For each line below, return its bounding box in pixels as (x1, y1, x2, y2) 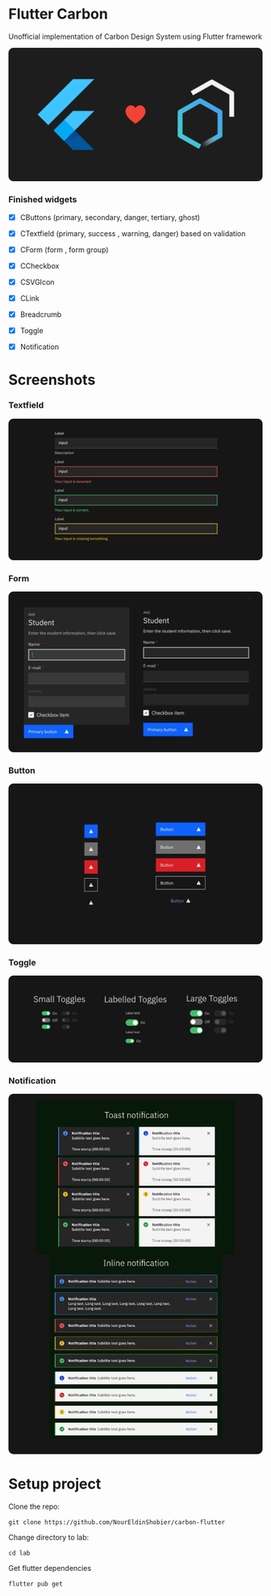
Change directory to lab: (8, 1532, 90, 1542)
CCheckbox (19, 260, 60, 271)
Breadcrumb (19, 309, 62, 319)
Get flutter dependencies (8, 1563, 92, 1573)
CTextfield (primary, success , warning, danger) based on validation (19, 228, 246, 239)
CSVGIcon (19, 277, 55, 287)
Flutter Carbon (8, 5, 109, 23)
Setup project (8, 1475, 102, 1493)
